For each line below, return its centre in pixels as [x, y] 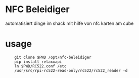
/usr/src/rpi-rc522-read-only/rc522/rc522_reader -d [71, 70]
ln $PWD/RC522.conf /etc [40, 66]
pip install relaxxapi [38, 62]
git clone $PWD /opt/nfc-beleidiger [53, 57]
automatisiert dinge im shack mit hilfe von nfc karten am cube [69, 23]
